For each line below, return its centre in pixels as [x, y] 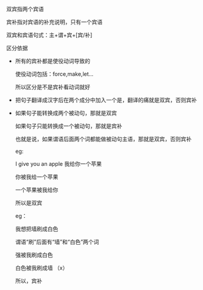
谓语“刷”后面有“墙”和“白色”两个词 [57, 242]
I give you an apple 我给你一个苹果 [58, 164]
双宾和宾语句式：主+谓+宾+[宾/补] [49, 35]
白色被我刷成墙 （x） [41, 268]
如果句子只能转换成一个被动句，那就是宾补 [69, 126]
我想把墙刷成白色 [37, 229]
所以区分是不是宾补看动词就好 [52, 87]
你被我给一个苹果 [37, 177]
